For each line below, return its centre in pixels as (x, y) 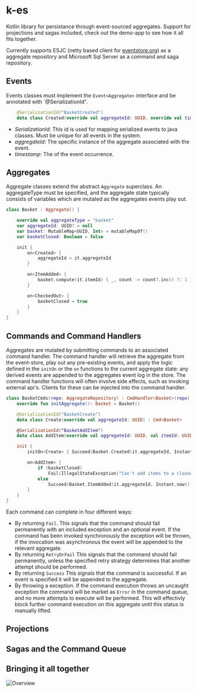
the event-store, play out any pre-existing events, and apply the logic (89, 362)
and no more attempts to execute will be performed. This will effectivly (100, 598)
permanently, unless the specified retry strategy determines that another (102, 561)
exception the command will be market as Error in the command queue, (101, 592)
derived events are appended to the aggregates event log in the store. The (96, 375)
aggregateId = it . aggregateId (74, 258)
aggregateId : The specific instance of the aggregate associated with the (102, 141)
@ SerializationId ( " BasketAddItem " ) (60, 430)
